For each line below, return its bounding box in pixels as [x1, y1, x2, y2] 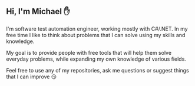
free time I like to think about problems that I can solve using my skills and [6, 31, 186, 38]
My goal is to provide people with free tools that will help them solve [6, 49, 172, 56]
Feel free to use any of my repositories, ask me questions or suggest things [6, 67, 190, 74]
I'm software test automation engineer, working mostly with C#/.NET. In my [6, 25, 188, 32]
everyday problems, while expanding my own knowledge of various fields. [6, 55, 187, 62]
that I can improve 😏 [6, 73, 57, 80]
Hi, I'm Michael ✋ [6, 6, 71, 16]
